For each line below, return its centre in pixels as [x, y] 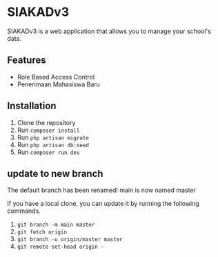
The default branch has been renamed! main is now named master [102, 190]
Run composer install [48, 130]
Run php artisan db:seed [53, 144]
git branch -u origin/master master [70, 240]
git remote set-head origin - [61, 247]
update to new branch [55, 173]
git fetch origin [42, 232]
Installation [32, 106]
